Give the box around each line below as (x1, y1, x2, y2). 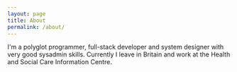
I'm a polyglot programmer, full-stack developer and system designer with (7, 43, 224, 52)
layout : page (7, 10, 46, 18)
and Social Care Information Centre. (7, 58, 112, 66)
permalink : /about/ (7, 23, 65, 30)
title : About (7, 17, 46, 24)
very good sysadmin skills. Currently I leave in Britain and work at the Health (7, 50, 231, 59)
